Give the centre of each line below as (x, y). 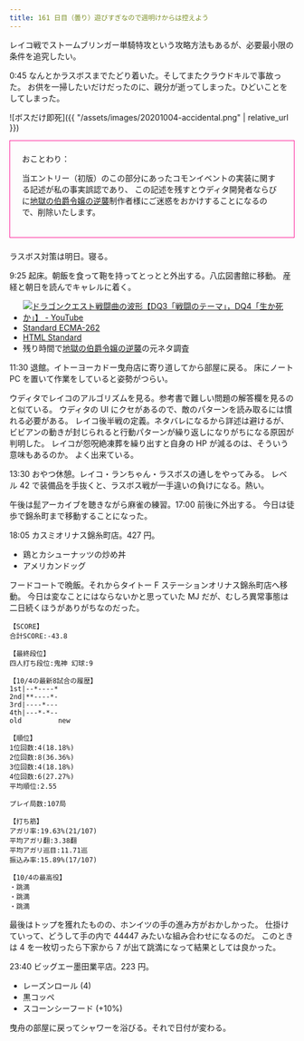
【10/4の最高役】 (38, 877)
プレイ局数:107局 (38, 803)
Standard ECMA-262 (61, 327)
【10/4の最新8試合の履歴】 (53, 681)
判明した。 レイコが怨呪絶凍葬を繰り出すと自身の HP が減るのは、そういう (149, 443)
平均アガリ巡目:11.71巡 (49, 850)
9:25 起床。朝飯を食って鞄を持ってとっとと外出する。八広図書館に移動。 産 (150, 275)
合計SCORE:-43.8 (38, 636)
